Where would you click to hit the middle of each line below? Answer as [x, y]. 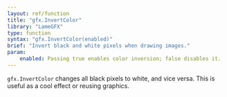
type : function [29, 33]
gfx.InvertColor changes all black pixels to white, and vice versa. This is [111, 78]
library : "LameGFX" [35, 26]
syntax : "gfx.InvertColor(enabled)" [60, 39]
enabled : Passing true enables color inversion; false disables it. [120, 59]
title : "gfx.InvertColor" [44, 20]
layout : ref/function [38, 14]
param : [17, 53]
